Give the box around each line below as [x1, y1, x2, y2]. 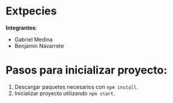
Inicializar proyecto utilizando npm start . [14, 89, 116, 97]
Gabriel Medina [14, 36, 53, 43]
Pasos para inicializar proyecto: [5, 63, 168, 77]
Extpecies [5, 4, 57, 18]
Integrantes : [5, 24, 38, 31]
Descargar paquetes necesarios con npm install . [14, 83, 139, 90]
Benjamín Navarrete [14, 42, 64, 49]
